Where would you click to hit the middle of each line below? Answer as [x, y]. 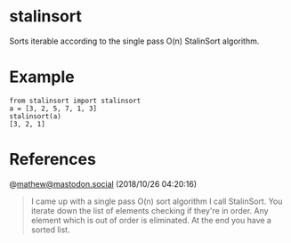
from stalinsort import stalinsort [75, 101]
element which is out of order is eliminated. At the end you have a [151, 220]
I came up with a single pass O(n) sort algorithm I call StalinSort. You [157, 201]
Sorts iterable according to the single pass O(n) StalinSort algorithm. [134, 41]
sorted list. [50, 230]
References [53, 160]
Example [42, 77]
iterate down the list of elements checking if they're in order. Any [150, 210]
